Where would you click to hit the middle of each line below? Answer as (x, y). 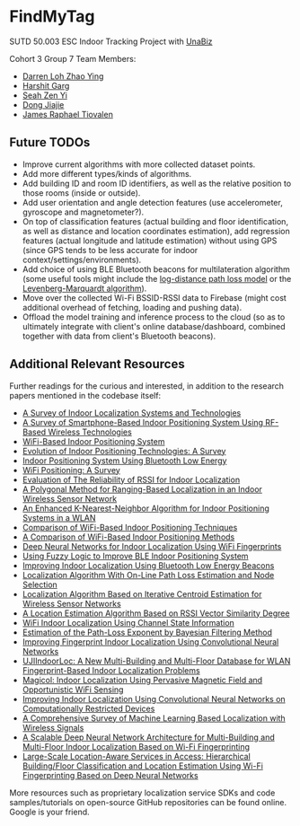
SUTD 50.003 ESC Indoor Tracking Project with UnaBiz (111, 41)
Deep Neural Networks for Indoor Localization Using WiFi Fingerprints (152, 546)
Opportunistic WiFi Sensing (73, 690)
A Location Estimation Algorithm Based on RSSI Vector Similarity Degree (156, 613)
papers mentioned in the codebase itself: (85, 395)
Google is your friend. (49, 812)
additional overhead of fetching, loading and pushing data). (132, 307)
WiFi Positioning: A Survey (71, 470)
